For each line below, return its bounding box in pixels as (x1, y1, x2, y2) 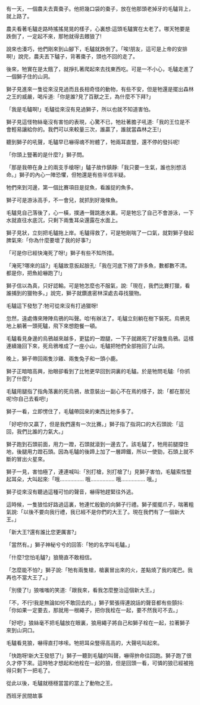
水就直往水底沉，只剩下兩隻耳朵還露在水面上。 (6, 217, 121, 223)
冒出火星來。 (16, 456, 48, 463)
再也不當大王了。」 (6, 574, 51, 581)
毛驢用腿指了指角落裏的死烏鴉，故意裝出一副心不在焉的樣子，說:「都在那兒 (6, 388, 190, 395)
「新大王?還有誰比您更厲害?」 (6, 529, 80, 535)
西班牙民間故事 (6, 692, 43, 699)
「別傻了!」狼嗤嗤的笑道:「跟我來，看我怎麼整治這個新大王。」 (6, 587, 158, 594)
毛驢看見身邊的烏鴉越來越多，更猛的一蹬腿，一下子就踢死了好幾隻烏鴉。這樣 (6, 335, 194, 342)
